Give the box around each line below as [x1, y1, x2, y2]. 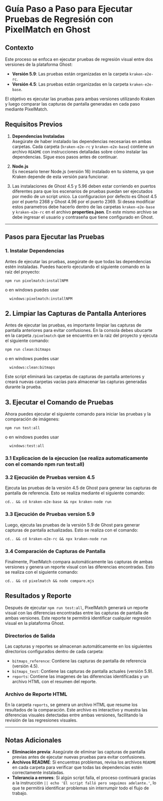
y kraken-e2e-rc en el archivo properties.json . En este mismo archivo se [12, 209, 158, 215]
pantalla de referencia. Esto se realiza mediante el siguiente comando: [5, 490, 146, 496]
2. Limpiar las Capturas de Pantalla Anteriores [5, 309, 147, 317]
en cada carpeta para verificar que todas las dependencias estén [12, 765, 143, 770]
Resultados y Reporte [5, 592, 72, 600]
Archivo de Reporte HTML [5, 691, 67, 697]
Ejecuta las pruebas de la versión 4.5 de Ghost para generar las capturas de [5, 485, 157, 491]
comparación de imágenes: [5, 416, 60, 422]
